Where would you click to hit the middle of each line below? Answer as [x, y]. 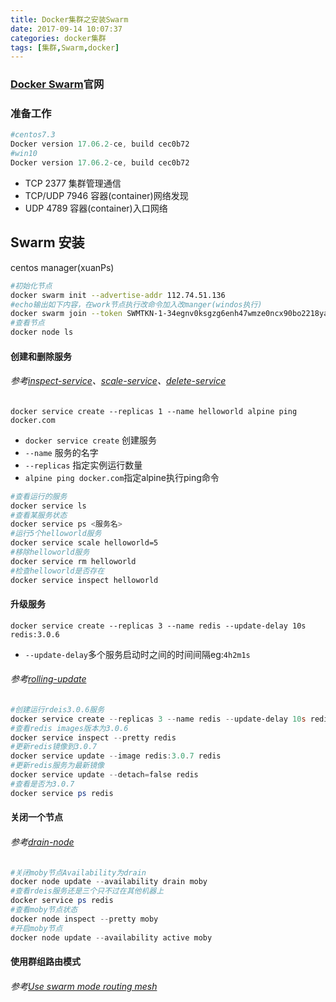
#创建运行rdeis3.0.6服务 [57, 709]
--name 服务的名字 [61, 452]
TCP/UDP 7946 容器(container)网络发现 [106, 195]
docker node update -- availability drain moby [109, 882]
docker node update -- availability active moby [111, 937]
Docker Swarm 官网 [57, 84]
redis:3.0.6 [35, 634]
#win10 [24, 154]
